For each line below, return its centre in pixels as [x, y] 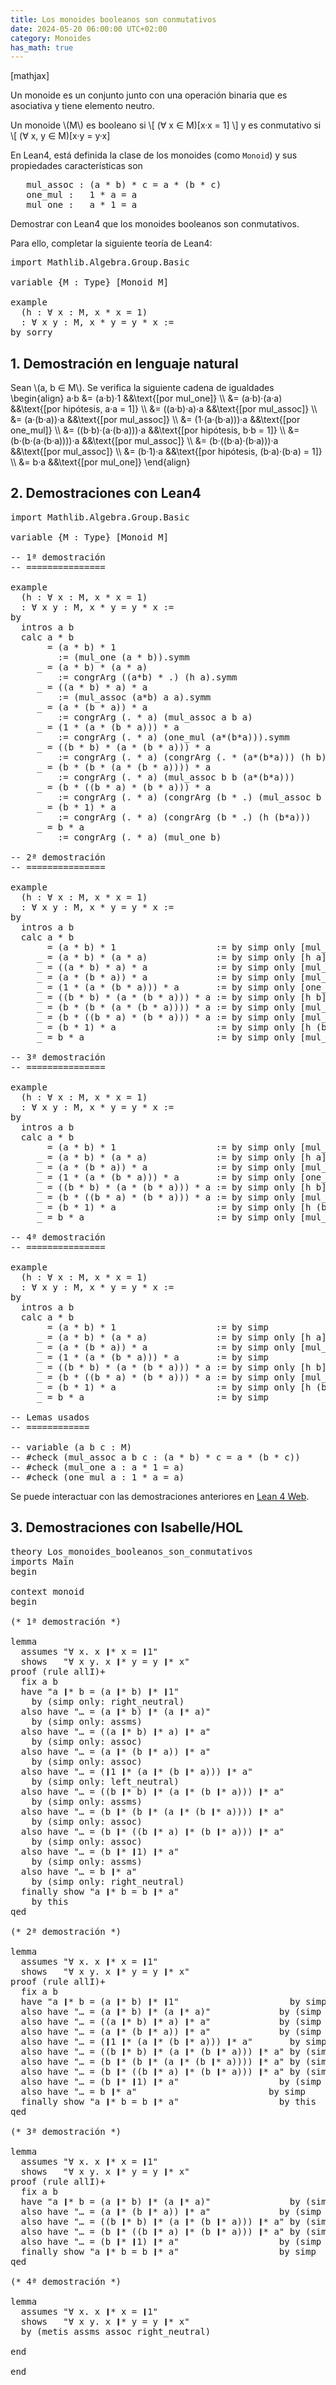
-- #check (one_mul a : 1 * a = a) [97, 1477]
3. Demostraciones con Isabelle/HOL [126, 1527]
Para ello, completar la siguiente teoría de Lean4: [111, 243]
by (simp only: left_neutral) [105, 1781]
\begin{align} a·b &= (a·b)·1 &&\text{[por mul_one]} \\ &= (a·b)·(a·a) [146, 398]
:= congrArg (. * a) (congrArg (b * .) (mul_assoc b [189, 797]
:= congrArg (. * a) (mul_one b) [139, 837]
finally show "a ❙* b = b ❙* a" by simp [168, 2251]
